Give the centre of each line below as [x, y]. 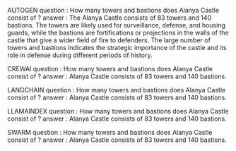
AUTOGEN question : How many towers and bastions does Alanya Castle [113, 10]
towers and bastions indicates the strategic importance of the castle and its [117, 48]
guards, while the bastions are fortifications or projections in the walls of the [118, 32]
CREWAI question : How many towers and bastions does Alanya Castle [110, 69]
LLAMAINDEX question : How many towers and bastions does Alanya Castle [118, 111]
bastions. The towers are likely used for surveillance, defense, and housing [117, 25]
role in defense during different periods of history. [80, 55]
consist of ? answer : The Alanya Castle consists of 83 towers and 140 [110, 18]
